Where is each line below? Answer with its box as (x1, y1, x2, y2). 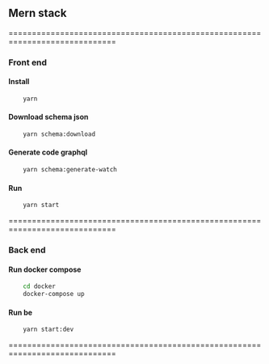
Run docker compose (8, 265, 82, 274)
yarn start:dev (23, 325, 74, 334)
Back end (8, 244, 46, 256)
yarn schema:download (23, 130, 95, 138)
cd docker (23, 282, 57, 290)
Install (8, 77, 30, 87)
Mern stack (8, 6, 67, 20)
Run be (8, 307, 33, 317)
